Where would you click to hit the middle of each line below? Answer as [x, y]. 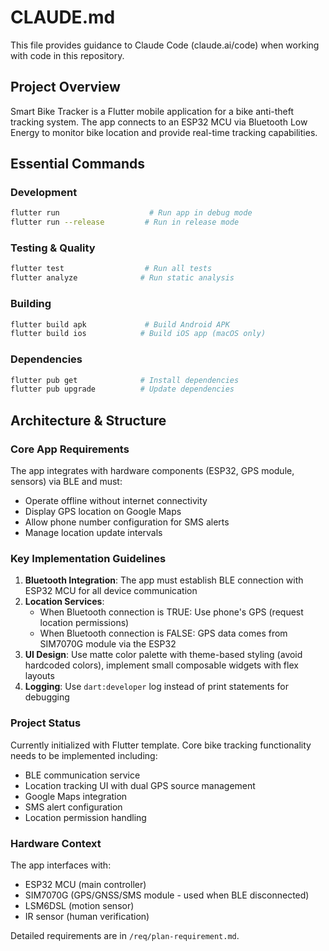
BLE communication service [82, 775]
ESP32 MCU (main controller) [85, 884]
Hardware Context [56, 843]
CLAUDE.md [63, 17]
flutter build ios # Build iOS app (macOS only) [138, 334]
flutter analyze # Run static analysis [122, 278]
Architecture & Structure [88, 420]
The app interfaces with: [61, 865]
